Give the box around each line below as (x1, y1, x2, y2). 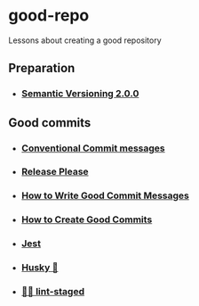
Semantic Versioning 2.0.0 (20, 87, 139, 100)
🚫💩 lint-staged (20, 285, 85, 298)
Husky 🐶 (20, 261, 59, 274)
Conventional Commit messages (20, 142, 165, 154)
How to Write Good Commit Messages (20, 189, 190, 202)
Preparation (8, 61, 76, 76)
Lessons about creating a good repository (8, 35, 162, 45)
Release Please (20, 166, 90, 178)
